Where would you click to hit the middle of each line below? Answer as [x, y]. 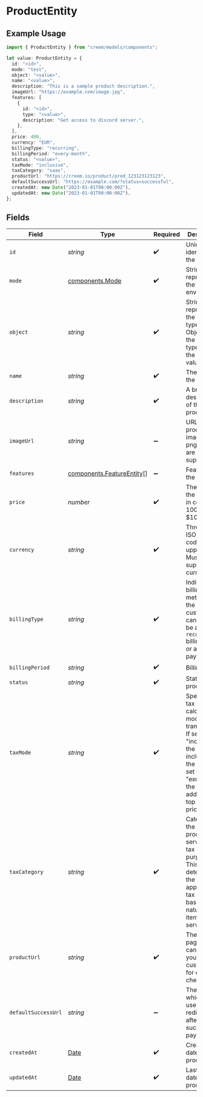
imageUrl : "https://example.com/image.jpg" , [69, 92]
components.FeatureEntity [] [108, 474]
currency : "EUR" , [34, 143]
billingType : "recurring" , [46, 148]
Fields [18, 218]
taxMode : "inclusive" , [40, 165]
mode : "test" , [29, 70]
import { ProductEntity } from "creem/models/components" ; [82, 47]
